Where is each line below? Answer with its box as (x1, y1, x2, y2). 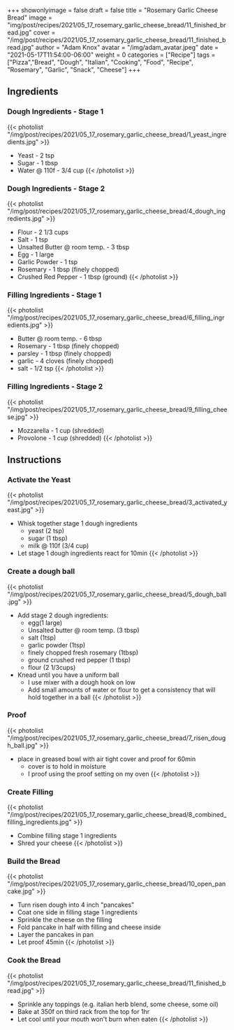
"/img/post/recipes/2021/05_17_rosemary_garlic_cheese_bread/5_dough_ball (7, 590, 227, 598)
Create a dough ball (7, 567, 75, 577)
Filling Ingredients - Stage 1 (7, 290, 102, 300)
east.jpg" (7, 506, 34, 514)
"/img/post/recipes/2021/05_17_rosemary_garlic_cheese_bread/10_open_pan (7, 879, 226, 888)
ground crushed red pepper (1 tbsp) (27, 655, 131, 664)
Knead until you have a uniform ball (17, 671, 119, 679)
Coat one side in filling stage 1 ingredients (17, 908, 138, 916)
